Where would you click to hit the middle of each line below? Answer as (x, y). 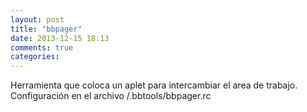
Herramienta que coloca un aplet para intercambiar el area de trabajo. (154, 85)
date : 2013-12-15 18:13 (60, 38)
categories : (35, 57)
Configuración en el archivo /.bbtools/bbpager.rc (111, 96)
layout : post (37, 19)
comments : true (42, 47)
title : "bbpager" (46, 29)
